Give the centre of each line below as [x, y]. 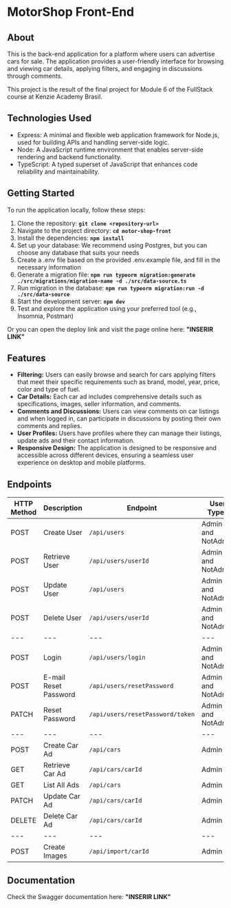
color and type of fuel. [48, 390]
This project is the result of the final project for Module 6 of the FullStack [110, 89]
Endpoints [30, 484]
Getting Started [41, 193]
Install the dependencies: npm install [70, 238]
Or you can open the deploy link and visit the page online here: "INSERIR [110, 329]
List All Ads [62, 785]
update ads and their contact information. [76, 441]
